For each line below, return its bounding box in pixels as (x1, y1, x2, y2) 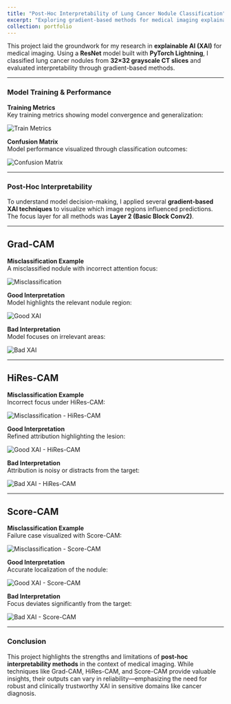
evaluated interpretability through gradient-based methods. (7, 63, 175, 72)
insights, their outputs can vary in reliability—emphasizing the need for (7, 674, 208, 683)
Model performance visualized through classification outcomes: (7, 144, 188, 153)
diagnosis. (7, 689, 36, 697)
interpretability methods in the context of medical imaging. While (7, 660, 194, 668)
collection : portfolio (7, 23, 72, 30)
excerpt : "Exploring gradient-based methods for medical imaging (7, 17, 198, 23)
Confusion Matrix (7, 137, 58, 146)
